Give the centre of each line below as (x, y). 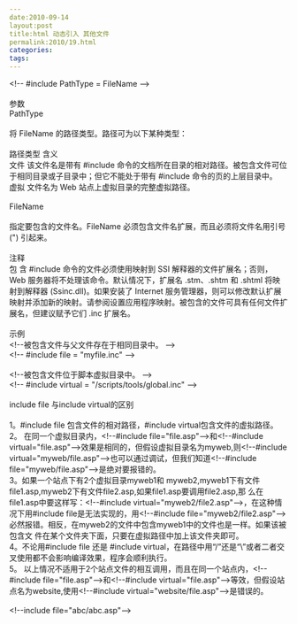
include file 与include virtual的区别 (72, 404)
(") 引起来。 (30, 237)
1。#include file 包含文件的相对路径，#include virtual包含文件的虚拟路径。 (144, 425)
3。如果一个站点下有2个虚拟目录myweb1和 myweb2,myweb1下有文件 (135, 480)
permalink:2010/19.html (53, 42)
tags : (19, 58)
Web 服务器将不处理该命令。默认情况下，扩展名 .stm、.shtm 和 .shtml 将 (141, 280)
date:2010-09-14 (39, 17)
